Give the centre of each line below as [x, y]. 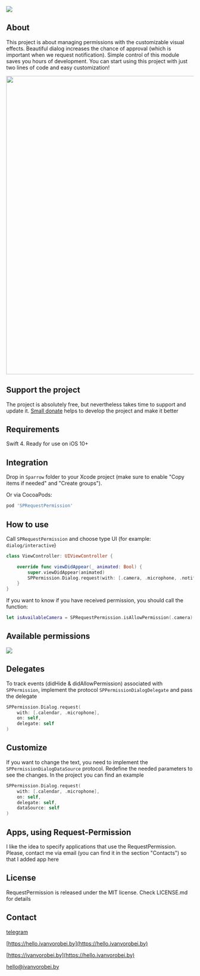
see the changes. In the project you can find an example [75, 775]
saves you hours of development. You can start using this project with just [97, 61]
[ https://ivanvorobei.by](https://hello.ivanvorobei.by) [71, 955]
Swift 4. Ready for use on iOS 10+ [47, 444]
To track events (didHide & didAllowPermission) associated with [84, 683]
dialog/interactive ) [31, 545]
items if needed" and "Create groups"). [54, 484]
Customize [27, 748]
